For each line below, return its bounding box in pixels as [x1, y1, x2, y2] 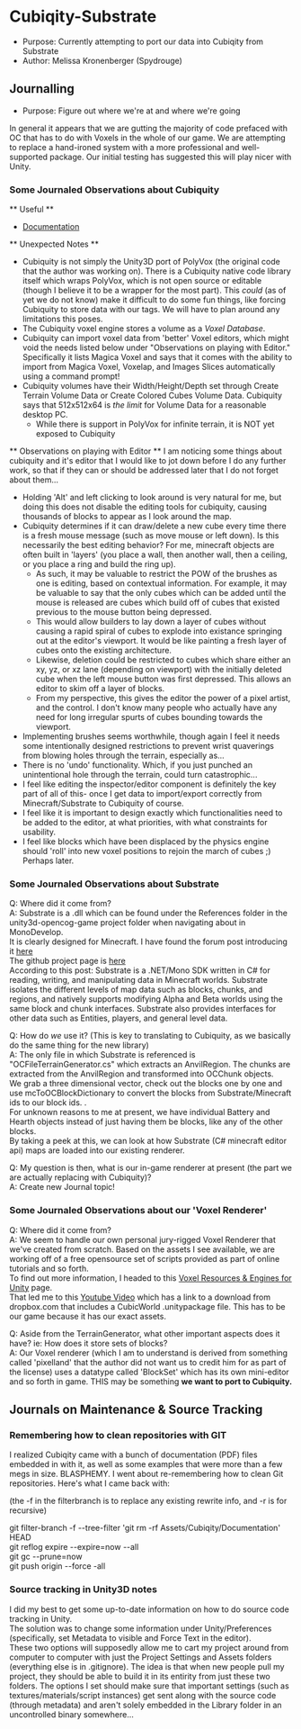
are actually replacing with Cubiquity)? [9, 1172, 152, 1183]
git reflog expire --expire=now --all [9, 1542, 139, 1553]
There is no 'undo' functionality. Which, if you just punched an [22, 760, 253, 770]
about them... [9, 474, 59, 485]
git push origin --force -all [9, 1561, 106, 1571]
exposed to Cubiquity [35, 428, 116, 439]
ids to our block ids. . [9, 1097, 87, 1108]
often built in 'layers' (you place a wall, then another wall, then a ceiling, [22, 549, 288, 560]
